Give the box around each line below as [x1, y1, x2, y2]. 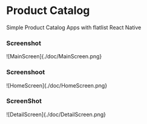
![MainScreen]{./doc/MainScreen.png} [6, 53, 102, 60]
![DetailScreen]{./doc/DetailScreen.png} [6, 111, 106, 118]
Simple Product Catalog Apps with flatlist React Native [6, 24, 142, 31]
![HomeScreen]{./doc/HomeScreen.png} [6, 81, 108, 89]
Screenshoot [6, 68, 45, 77]
